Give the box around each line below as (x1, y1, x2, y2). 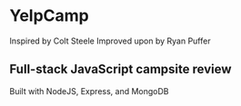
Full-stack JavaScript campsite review (9, 62, 232, 77)
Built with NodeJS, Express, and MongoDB (9, 85, 169, 96)
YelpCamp (9, 5, 89, 26)
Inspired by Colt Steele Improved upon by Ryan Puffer (9, 35, 211, 46)
